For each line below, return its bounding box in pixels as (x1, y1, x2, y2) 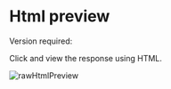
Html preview (9, 6, 110, 27)
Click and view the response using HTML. (9, 53, 163, 63)
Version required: (9, 36, 73, 46)
